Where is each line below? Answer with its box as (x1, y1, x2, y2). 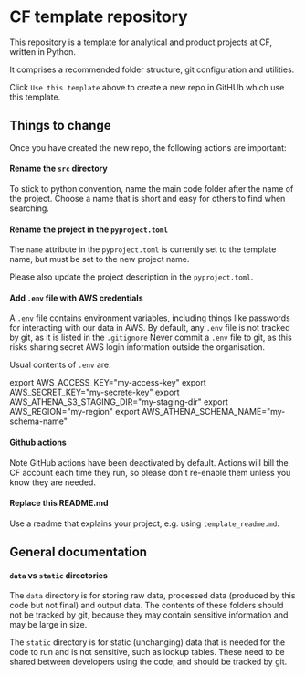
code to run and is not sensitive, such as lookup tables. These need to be (9, 647, 285, 658)
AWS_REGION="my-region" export (9, 407, 140, 417)
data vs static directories (9, 569, 108, 581)
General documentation (9, 544, 148, 560)
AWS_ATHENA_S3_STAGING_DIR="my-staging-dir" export (9, 396, 228, 407)
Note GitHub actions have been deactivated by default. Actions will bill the (9, 457, 289, 468)
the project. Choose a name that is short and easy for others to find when (9, 193, 286, 204)
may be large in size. (9, 619, 88, 630)
